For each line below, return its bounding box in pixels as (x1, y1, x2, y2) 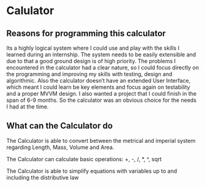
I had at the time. (6, 103, 49, 110)
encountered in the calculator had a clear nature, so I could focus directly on (6, 64, 199, 71)
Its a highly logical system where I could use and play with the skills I (6, 44, 179, 52)
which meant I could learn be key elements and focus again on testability (6, 83, 190, 91)
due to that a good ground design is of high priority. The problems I (6, 58, 176, 64)
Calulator (6, 4, 54, 18)
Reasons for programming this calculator (6, 28, 166, 39)
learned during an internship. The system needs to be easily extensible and (6, 51, 196, 58)
